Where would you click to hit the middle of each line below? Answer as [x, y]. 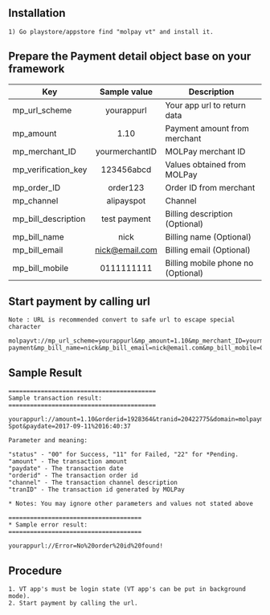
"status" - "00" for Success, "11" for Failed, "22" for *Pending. [124, 455]
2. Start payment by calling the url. [73, 603]
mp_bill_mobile [41, 268]
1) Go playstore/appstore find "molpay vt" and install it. [111, 31]
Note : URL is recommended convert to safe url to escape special [122, 320]
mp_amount [35, 133]
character [25, 327]
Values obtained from [206, 164]
